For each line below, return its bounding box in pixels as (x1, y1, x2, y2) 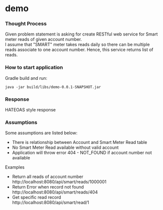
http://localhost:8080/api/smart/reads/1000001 (12, 179, 107, 185)
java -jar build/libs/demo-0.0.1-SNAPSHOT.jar (5, 85, 101, 89)
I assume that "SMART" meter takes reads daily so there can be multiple (5, 42, 150, 48)
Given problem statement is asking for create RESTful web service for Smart (5, 31, 158, 37)
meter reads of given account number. (5, 36, 82, 42)
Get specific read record (12, 194, 61, 200)
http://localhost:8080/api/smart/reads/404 (12, 189, 98, 195)
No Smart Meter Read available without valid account (12, 144, 119, 151)
